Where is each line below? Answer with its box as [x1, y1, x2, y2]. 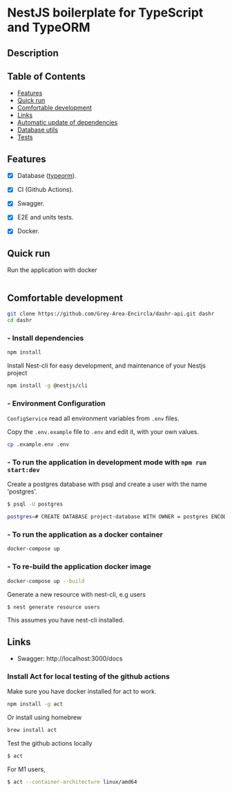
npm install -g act [7, 701, 64, 708]
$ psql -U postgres [7, 501, 64, 508]
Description [7, 47, 59, 59]
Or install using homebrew [7, 713, 82, 721]
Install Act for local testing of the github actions [7, 672, 171, 681]
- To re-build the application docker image [7, 562, 152, 572]
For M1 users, [7, 765, 46, 773]
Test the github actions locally [7, 739, 93, 748]
